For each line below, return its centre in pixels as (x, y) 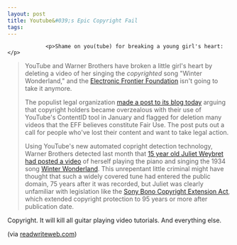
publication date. (49, 207)
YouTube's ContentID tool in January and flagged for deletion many (123, 117)
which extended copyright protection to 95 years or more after (116, 199)
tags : (15, 27)
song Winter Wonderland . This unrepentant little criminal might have (124, 169)
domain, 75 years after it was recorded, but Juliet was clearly (114, 184)
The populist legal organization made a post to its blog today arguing (125, 102)
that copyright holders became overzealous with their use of (113, 110)
